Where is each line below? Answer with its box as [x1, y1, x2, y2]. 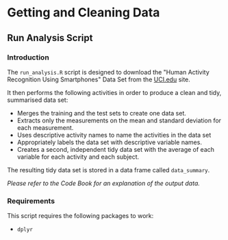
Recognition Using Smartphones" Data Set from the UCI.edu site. [7, 75, 190, 83]
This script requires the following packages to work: [7, 212, 154, 220]
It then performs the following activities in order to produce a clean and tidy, [7, 88, 222, 96]
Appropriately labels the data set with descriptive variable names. [16, 138, 202, 146]
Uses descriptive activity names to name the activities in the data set [16, 131, 212, 139]
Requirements [7, 196, 55, 206]
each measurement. [16, 123, 74, 131]
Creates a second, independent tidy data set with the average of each [16, 145, 214, 153]
